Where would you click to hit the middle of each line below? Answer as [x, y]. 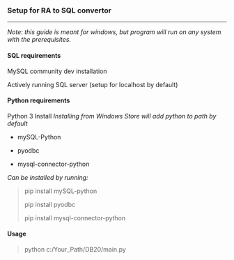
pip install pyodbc [49, 204]
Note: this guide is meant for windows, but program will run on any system [114, 32]
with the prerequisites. [39, 40]
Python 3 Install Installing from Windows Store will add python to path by [112, 116]
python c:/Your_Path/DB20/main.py [75, 249]
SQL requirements [34, 55]
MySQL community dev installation [57, 71]
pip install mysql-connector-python [75, 217]
